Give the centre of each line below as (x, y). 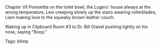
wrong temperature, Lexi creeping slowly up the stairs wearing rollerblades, (81, 12)
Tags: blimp (17, 41)
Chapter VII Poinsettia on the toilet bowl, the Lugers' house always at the (78, 7)
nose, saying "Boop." (26, 32)
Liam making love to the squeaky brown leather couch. (60, 17)
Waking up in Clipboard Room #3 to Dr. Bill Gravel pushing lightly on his (77, 27)
